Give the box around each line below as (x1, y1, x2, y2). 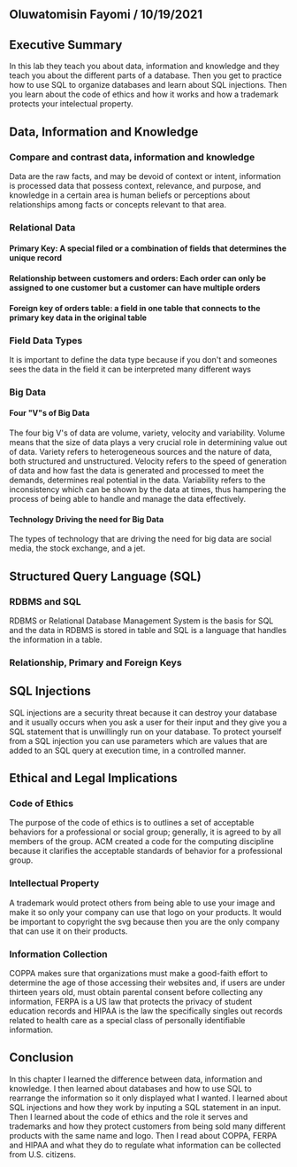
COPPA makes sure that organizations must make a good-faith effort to (9, 967, 268, 978)
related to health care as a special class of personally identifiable (9, 1014, 246, 1025)
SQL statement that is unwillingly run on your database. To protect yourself (9, 726, 282, 737)
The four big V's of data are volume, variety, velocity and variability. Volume (9, 427, 286, 438)
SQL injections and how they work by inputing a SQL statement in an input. (9, 1101, 281, 1112)
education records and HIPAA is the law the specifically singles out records (9, 1006, 283, 1016)
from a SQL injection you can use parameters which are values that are (9, 735, 268, 746)
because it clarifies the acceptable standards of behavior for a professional (9, 846, 283, 857)
